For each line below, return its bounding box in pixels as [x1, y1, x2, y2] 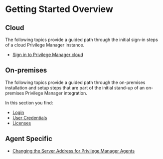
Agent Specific [5, 134, 52, 143]
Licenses [12, 120, 31, 126]
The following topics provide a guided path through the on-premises [5, 79, 146, 85]
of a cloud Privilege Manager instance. [5, 42, 85, 48]
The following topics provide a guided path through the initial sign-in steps [5, 36, 158, 42]
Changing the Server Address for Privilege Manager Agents [12, 147, 135, 153]
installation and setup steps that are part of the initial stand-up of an [5, 84, 145, 90]
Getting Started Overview [5, 3, 113, 15]
